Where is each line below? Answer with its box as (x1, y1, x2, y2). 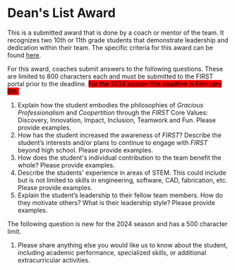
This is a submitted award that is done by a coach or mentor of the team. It (7, 28, 224, 37)
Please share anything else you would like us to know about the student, (17, 240, 228, 249)
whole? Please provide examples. (17, 160, 115, 169)
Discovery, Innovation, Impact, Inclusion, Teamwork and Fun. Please (17, 115, 217, 124)
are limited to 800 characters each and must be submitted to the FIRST (7, 72, 214, 81)
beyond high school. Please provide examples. (17, 146, 154, 154)
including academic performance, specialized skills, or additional (17, 248, 207, 257)
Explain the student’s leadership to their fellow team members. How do (17, 191, 224, 199)
